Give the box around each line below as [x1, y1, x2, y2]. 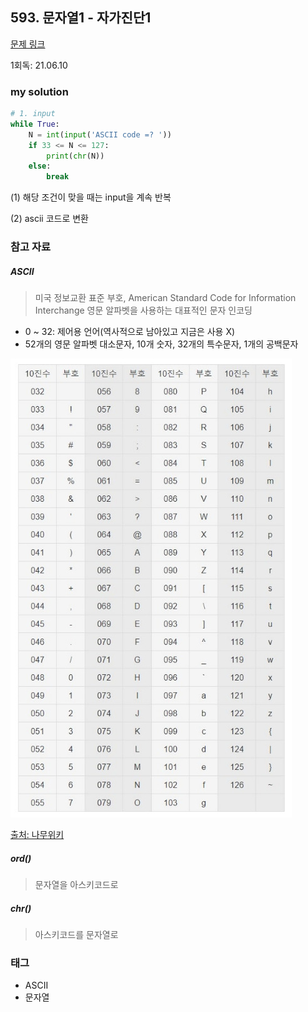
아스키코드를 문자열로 [34, 929, 119, 941]
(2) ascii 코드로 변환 [10, 213, 89, 225]
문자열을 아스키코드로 [34, 879, 119, 891]
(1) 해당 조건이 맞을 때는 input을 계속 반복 [10, 191, 172, 203]
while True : [10, 119, 60, 129]
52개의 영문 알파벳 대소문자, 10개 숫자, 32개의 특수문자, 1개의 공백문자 [24, 338, 299, 350]
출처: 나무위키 [10, 829, 65, 841]
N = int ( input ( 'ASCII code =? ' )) [28, 129, 172, 140]
